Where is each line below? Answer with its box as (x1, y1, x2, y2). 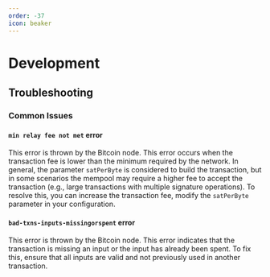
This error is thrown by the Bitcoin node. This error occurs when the (8, 148, 233, 158)
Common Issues (8, 110, 74, 121)
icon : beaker (8, 19, 52, 27)
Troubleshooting (8, 86, 94, 100)
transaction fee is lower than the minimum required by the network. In (8, 156, 239, 166)
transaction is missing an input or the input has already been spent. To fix (8, 244, 252, 254)
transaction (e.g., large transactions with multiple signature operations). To (8, 182, 256, 192)
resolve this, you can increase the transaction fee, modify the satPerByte (8, 191, 249, 201)
